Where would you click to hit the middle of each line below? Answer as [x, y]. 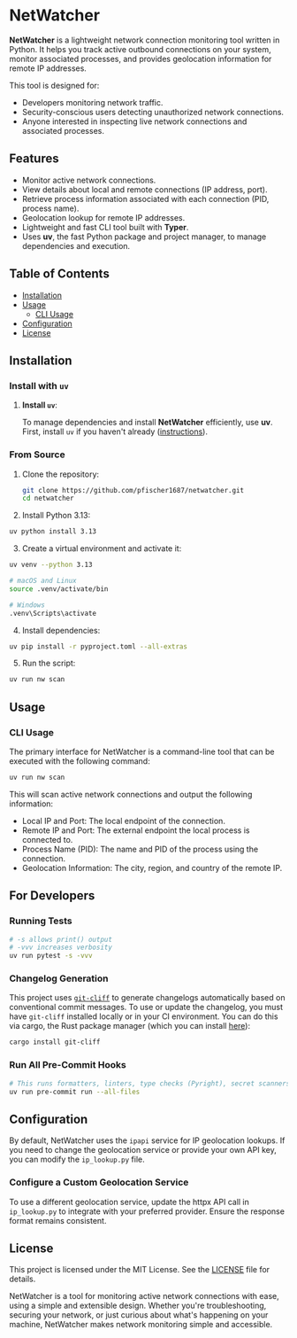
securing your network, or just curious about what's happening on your [139, 1315]
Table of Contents [60, 274]
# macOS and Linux [43, 581]
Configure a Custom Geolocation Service [99, 1182]
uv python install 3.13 [53, 532]
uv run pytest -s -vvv [51, 956]
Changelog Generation [59, 978]
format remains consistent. [58, 1220]
